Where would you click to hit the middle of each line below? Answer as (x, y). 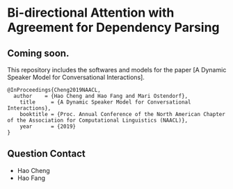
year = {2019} (48, 126)
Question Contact (46, 154)
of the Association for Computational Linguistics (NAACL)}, (98, 120)
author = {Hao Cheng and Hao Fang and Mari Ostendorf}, (101, 96)
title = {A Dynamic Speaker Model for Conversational (105, 102)
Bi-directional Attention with (91, 13)
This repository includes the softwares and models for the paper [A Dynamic (117, 70)
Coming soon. (38, 53)
